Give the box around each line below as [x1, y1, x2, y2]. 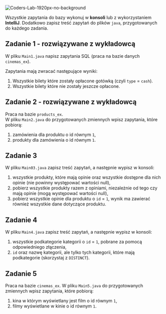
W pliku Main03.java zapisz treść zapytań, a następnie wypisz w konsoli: [5, 165, 154, 171]
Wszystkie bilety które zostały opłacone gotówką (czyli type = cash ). [12, 78, 153, 84]
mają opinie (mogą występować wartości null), [12, 190, 108, 196]
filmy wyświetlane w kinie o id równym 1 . [12, 303, 97, 309]
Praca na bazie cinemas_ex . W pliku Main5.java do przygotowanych [5, 283, 143, 289]
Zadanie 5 [5, 269, 37, 278]
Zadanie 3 [5, 151, 37, 160]
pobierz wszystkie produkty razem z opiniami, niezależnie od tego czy [12, 185, 157, 191]
